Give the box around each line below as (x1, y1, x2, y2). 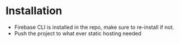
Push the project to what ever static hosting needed (14, 29, 141, 37)
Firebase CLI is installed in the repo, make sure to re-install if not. (14, 24, 174, 31)
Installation (5, 4, 63, 18)
